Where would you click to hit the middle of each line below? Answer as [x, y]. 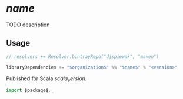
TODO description [28, 25]
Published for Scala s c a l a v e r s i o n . [46, 79]
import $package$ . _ [30, 91]
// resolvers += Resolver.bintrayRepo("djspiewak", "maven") [83, 57]
